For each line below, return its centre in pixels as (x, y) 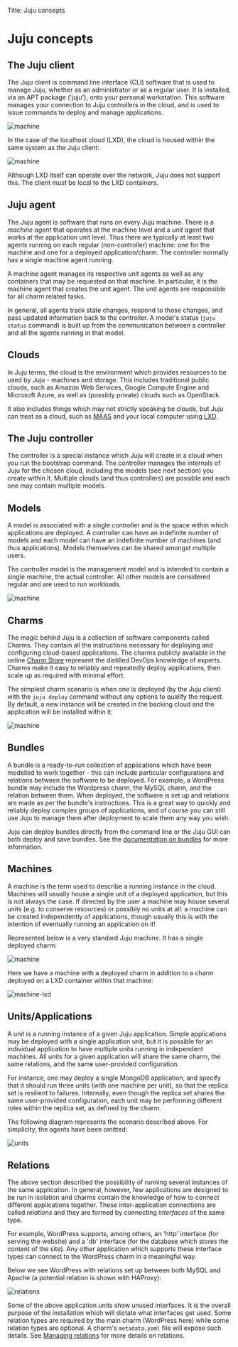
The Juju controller (50, 439)
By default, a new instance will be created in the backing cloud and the (111, 704)
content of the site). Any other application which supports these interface (115, 1249)
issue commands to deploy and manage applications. (85, 112)
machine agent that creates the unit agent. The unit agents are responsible (117, 289)
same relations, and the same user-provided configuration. (93, 1064)
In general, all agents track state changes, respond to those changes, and (115, 310)
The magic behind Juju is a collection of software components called (108, 638)
